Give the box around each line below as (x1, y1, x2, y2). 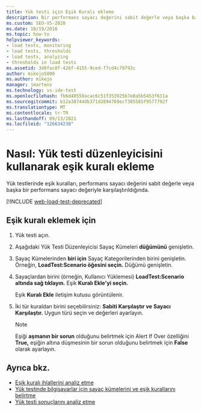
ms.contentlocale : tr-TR (6, 110, 69, 116)
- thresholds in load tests (6, 59, 77, 65)
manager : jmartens (6, 82, 52, 88)
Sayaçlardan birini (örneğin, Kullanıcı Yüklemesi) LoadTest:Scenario (14, 273, 185, 280)
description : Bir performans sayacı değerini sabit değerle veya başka (6, 14, 189, 21)
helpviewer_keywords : (6, 37, 61, 43)
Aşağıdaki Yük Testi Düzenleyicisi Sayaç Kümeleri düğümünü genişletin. (14, 243, 194, 250)
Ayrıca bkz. (6, 363, 50, 373)
